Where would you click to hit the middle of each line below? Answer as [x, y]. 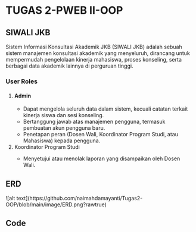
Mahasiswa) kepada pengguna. [62, 141]
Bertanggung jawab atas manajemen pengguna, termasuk [94, 122]
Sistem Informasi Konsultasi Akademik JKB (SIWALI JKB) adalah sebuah [94, 47]
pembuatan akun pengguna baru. [64, 128]
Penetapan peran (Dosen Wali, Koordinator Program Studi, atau [101, 135]
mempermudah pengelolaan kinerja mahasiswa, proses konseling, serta [94, 59]
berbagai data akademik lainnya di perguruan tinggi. [69, 66]
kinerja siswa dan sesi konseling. [63, 115]
